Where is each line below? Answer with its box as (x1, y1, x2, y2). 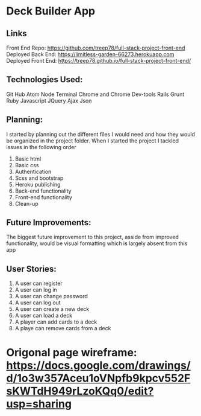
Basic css (14, 161, 39, 168)
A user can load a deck (14, 312, 73, 319)
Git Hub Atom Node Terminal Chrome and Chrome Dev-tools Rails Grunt (6, 91, 185, 98)
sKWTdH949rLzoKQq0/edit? (6, 385, 154, 398)
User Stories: (6, 264, 57, 274)
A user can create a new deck (14, 306, 90, 313)
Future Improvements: (6, 217, 91, 228)
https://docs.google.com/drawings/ (6, 359, 191, 373)
